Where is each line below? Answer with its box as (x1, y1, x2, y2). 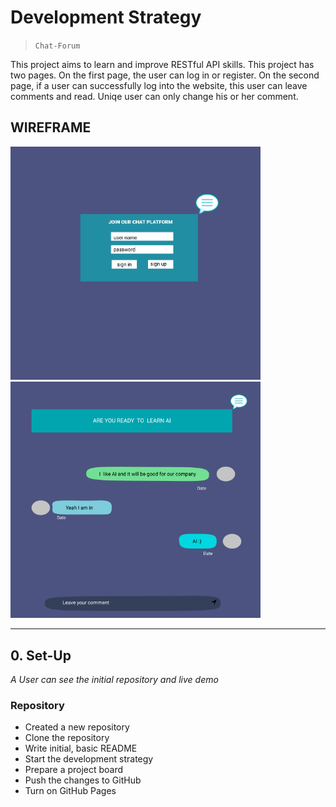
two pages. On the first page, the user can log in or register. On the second (10, 69, 320, 81)
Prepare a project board (24, 764, 124, 776)
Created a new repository (24, 721, 130, 733)
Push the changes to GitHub (24, 774, 142, 786)
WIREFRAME (10, 119, 92, 136)
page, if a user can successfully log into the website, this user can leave (10, 79, 308, 91)
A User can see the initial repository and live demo (10, 674, 219, 686)
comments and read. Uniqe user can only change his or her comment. (10, 90, 299, 102)
